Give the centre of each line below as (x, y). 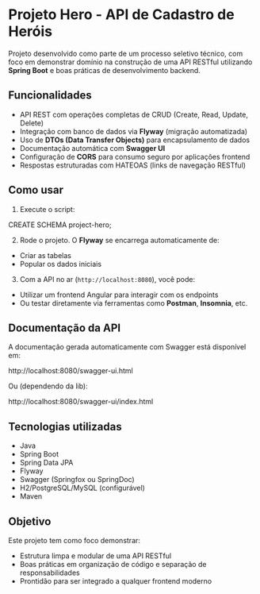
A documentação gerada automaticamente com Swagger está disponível (127, 347)
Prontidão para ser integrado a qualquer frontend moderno (116, 581)
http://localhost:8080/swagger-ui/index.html (81, 402)
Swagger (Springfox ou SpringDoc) (77, 480)
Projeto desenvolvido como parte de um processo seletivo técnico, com (126, 53)
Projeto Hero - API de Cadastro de (122, 15)
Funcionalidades (50, 96)
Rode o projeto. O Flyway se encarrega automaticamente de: (119, 240)
